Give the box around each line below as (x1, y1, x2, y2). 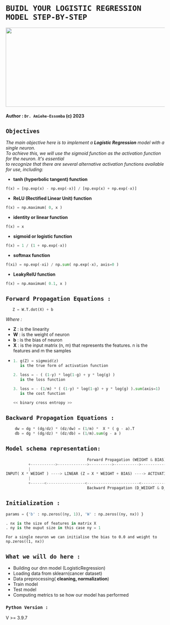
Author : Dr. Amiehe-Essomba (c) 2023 (6, 113, 85, 119)
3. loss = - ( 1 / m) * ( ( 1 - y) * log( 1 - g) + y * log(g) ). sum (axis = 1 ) (13, 386, 160, 391)
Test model (13, 586, 37, 593)
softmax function (13, 252, 50, 258)
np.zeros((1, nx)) (6, 539, 44, 544)
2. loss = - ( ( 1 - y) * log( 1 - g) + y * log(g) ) (13, 373, 116, 378)
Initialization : (6, 499, 60, 507)
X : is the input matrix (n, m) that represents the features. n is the (13, 342, 148, 348)
